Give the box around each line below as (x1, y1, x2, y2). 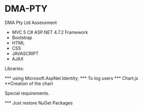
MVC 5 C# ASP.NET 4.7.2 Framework (11, 29, 88, 35)
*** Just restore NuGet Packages (4, 99, 73, 105)
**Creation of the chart (4, 80, 53, 86)
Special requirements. (4, 90, 50, 96)
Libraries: (4, 65, 24, 71)
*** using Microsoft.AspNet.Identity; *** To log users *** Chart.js (4, 75, 139, 81)
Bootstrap (11, 34, 32, 40)
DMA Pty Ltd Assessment (4, 19, 57, 25)
